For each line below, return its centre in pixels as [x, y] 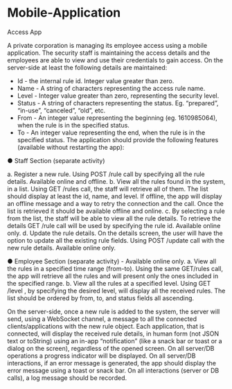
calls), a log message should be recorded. [67, 378]
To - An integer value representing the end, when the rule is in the [111, 132]
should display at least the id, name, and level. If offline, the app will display [115, 196]
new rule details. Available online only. [62, 248]
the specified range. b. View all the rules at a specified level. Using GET [109, 283]
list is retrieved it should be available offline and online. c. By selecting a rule [116, 211]
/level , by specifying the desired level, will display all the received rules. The [116, 291]
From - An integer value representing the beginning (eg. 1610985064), [117, 118]
